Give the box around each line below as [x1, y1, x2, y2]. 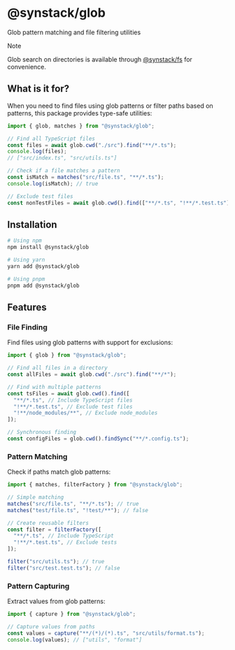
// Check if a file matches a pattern [7, 167, 120, 174]
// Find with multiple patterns [7, 383, 101, 390]
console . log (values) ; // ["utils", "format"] [7, 636, 142, 643]
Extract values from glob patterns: [7, 597, 106, 606]
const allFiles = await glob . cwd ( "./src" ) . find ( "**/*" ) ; [7, 371, 177, 378]
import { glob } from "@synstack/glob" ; [7, 352, 127, 359]
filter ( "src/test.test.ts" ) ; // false [7, 565, 120, 572]
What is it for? [7, 83, 70, 95]
